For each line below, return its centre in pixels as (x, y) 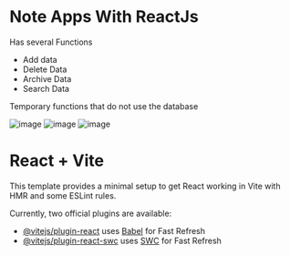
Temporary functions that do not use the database (104, 106)
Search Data (46, 88)
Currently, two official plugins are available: (91, 213)
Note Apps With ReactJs (104, 17)
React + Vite (57, 161)
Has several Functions (51, 42)
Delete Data (45, 69)
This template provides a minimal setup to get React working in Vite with (145, 186)
